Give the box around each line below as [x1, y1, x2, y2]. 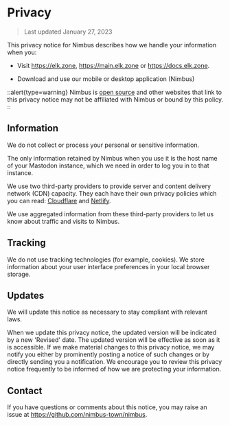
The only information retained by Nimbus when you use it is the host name [7, 154, 218, 162]
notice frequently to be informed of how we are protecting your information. [7, 365, 222, 374]
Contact [7, 384, 43, 396]
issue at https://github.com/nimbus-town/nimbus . [7, 411, 148, 419]
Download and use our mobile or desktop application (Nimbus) [16, 74, 195, 83]
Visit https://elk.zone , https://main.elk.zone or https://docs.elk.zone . [16, 61, 210, 69]
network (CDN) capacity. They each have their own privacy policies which [7, 189, 218, 197]
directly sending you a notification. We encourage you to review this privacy [7, 358, 222, 366]
